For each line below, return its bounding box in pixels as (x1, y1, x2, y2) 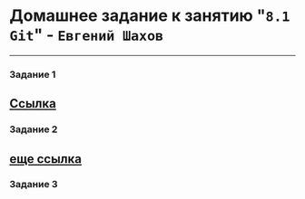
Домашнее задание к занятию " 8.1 (9, 5, 290, 26)
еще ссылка (9, 151, 82, 166)
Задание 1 (9, 68, 56, 81)
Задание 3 (9, 178, 58, 191)
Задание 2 (9, 123, 58, 136)
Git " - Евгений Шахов (9, 24, 164, 45)
